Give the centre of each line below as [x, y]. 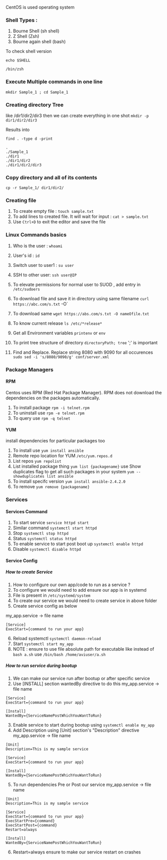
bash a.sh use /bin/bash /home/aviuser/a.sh [59, 654]
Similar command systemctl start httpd [55, 528]
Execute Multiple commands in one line [54, 82]
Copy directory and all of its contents [52, 177]
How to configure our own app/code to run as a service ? [72, 585]
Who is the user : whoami [38, 246]
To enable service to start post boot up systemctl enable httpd [78, 544]
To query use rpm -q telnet [42, 418]
